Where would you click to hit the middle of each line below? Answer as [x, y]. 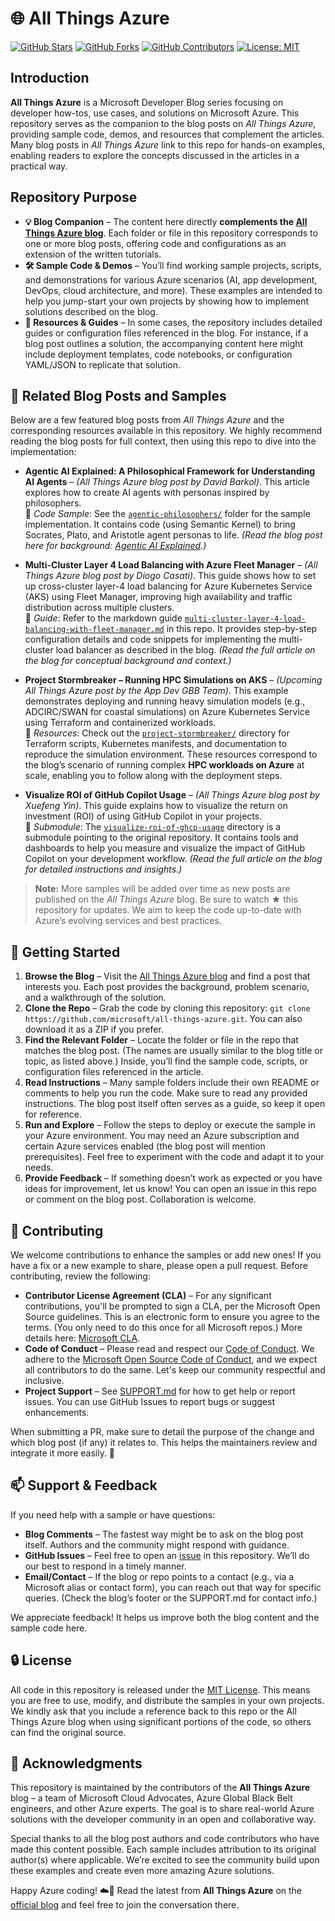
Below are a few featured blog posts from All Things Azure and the [147, 420]
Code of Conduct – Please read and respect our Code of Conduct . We [169, 1348]
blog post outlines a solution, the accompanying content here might [164, 343]
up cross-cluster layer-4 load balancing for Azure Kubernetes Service [168, 586]
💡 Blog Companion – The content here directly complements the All [166, 221]
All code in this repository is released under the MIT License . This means [160, 1689]
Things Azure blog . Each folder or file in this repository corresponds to [171, 233]
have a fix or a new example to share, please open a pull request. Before [159, 1265]
